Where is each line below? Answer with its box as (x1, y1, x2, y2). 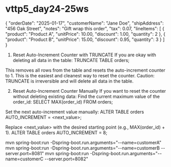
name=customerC (5, 156, 44, 162)
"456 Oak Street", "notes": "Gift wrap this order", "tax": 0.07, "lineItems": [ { (5, 25, 164, 31)
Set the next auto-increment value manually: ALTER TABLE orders (5, 109, 144, 115)
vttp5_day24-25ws (5, 3, 89, 15)
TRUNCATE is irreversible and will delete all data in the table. (5, 78, 134, 84)
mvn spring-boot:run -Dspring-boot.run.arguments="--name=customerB (5, 144, 160, 151)
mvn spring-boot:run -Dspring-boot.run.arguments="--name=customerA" (5, 139, 162, 145)
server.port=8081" (5, 150, 44, 156)
